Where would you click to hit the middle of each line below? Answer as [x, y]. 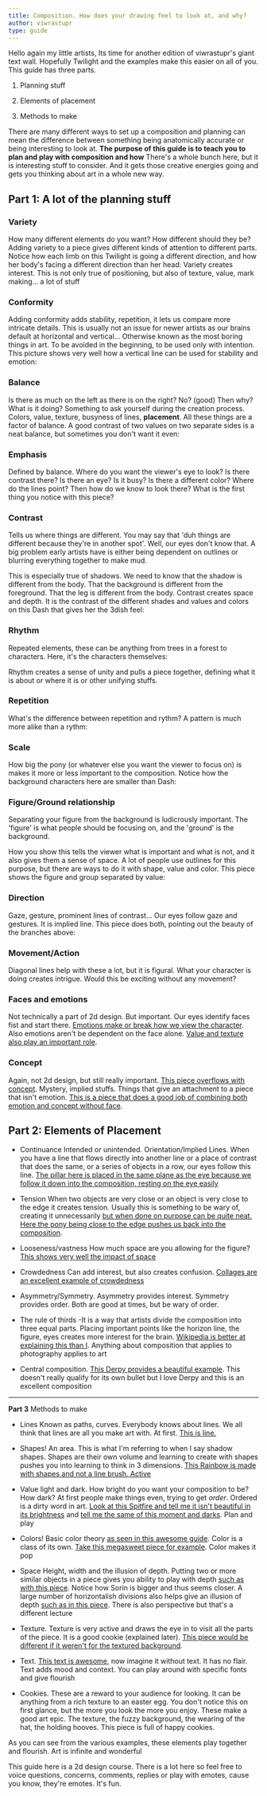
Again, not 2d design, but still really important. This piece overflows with [126, 1080]
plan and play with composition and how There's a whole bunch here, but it [133, 157]
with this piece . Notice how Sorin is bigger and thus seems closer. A [131, 1588]
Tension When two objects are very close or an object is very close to [134, 1199]
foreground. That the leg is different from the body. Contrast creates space [131, 593]
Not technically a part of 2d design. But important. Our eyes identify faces [129, 1017]
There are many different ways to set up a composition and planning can [127, 131]
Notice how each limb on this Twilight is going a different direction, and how [132, 257]
